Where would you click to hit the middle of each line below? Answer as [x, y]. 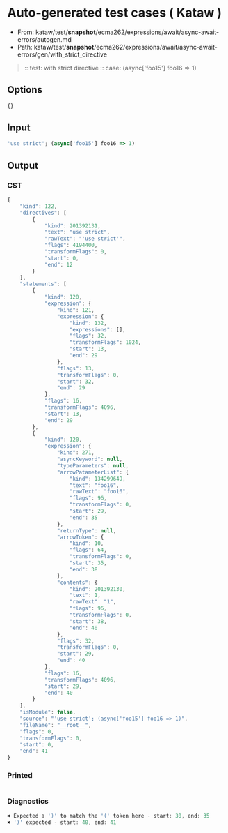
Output [23, 165]
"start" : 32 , [76, 382]
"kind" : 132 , [88, 323]
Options [25, 90]
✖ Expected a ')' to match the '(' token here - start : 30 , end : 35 [108, 816]
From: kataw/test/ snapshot [56, 32]
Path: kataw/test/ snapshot [56, 47]
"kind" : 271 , [76, 453]
